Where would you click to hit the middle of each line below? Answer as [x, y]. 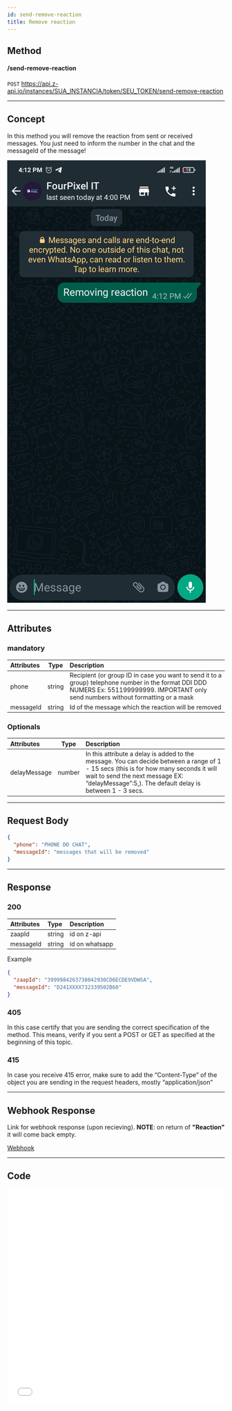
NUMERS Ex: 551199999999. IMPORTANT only [138, 690]
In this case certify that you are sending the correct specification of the [108, 1027]
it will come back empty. [42, 1134]
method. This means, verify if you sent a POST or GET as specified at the [111, 1034]
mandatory [26, 648]
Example [20, 959]
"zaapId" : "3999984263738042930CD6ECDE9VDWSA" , [83, 980]
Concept [26, 119]
